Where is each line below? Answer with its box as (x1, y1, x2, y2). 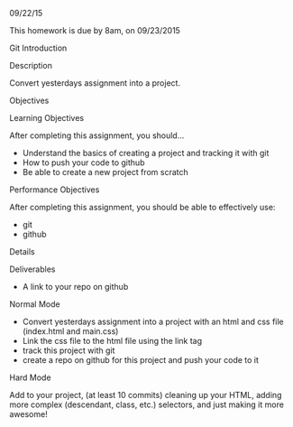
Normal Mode (9, 299, 60, 310)
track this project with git (22, 345, 115, 356)
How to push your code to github (22, 157, 145, 168)
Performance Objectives (9, 184, 100, 195)
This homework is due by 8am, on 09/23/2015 (9, 25, 180, 35)
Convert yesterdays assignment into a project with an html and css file (22, 316, 284, 327)
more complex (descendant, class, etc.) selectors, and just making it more (9, 399, 284, 410)
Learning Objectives (9, 113, 84, 123)
